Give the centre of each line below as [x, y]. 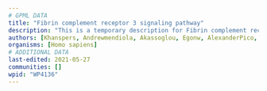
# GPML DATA [28, 15]
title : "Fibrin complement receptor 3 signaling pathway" [106, 23]
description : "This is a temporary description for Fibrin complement [128, 30]
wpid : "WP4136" [33, 74]
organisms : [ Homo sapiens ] [53, 45]
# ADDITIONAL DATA [39, 52]
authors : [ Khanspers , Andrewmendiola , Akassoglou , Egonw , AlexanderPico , [133, 38]
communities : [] [35, 67]
